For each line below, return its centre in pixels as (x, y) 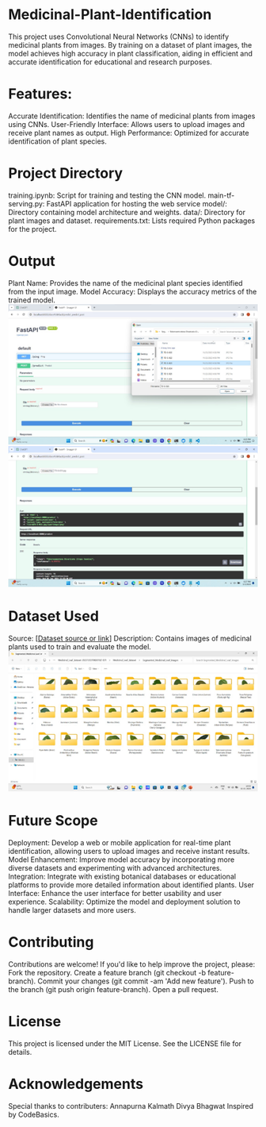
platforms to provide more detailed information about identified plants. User (131, 885)
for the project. (32, 229)
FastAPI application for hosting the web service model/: (137, 203)
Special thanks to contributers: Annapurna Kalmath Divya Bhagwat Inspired (131, 1106)
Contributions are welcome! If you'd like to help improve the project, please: (132, 964)
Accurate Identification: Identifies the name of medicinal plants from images (132, 116)
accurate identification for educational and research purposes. (110, 62)
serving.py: (27, 203)
